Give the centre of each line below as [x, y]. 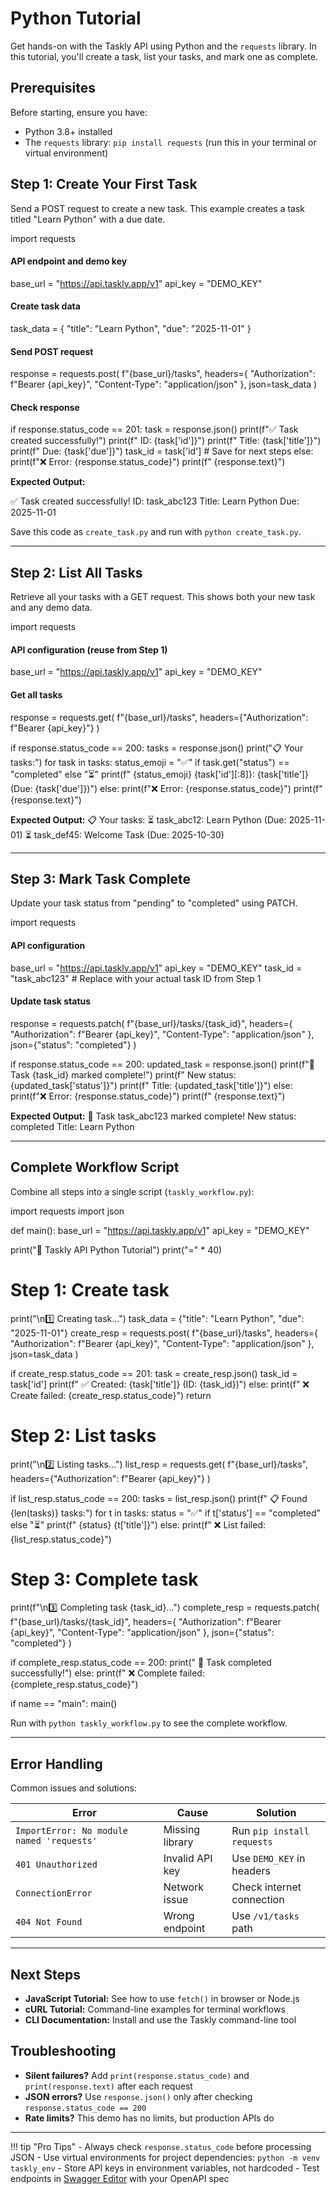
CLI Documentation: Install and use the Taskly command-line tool [160, 2020]
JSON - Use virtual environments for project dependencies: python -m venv [165, 2157]
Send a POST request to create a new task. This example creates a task [158, 208]
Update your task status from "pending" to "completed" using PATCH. [154, 903]
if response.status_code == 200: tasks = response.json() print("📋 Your [157, 748]
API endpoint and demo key [69, 261]
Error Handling [56, 1763]
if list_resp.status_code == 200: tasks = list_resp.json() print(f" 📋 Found [159, 1498]
